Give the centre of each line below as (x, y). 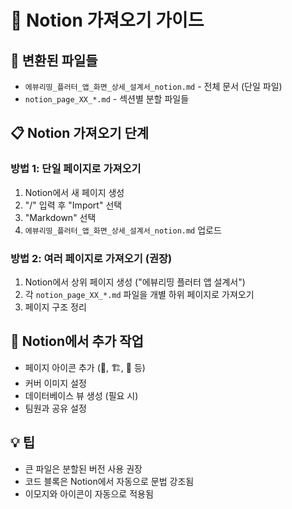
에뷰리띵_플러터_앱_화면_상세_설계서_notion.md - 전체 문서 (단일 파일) (153, 86)
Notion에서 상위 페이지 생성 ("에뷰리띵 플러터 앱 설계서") (135, 282)
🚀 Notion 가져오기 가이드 (107, 20)
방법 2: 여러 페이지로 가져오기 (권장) (91, 258)
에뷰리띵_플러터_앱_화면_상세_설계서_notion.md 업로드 (123, 230)
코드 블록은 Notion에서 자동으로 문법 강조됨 (109, 481)
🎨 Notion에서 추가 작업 (77, 341)
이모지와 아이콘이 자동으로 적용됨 (89, 493)
